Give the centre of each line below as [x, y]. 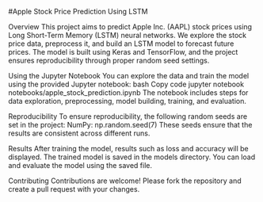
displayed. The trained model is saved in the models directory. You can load [132, 157]
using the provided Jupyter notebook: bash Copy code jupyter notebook [126, 84]
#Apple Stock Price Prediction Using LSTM [78, 11]
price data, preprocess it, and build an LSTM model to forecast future [121, 44]
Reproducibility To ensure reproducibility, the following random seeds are [128, 116]
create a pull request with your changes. [74, 189]
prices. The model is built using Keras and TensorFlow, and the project [123, 52]
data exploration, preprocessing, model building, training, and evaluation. [128, 101]
